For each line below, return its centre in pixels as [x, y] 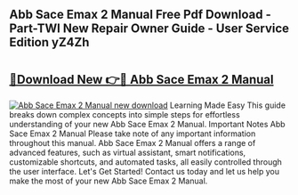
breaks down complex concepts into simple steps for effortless [125, 114]
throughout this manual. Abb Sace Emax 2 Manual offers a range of [133, 143]
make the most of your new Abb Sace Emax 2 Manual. [109, 181]
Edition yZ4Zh [49, 42]
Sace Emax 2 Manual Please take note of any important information [133, 134]
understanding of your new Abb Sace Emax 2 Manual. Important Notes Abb [148, 124]
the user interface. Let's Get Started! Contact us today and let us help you [145, 171]
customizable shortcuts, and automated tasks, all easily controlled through [146, 162]
